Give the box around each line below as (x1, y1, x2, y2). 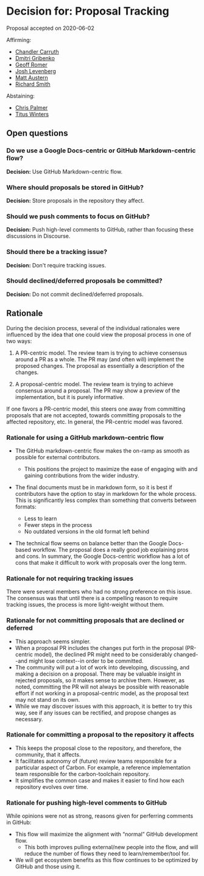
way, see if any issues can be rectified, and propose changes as (15, 708, 177, 716)
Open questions (6, 128, 68, 138)
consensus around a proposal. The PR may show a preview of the (15, 387, 180, 394)
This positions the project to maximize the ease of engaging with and (24, 465, 198, 473)
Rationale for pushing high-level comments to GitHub (6, 798, 167, 807)
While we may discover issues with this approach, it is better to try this (15, 702, 193, 710)
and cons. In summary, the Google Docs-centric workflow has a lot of (15, 553, 190, 560)
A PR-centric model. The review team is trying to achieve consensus (15, 349, 188, 356)
